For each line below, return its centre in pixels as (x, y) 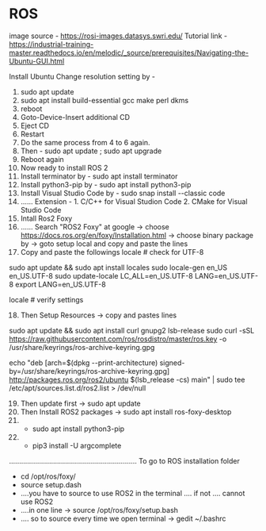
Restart (32, 134)
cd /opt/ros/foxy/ (48, 476)
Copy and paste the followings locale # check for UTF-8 (112, 252)
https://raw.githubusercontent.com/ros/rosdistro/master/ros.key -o (118, 339)
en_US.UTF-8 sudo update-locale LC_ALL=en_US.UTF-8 (101, 275)
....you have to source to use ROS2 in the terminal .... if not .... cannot (133, 493)
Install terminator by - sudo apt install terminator (99, 176)
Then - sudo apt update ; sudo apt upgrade (91, 151)
